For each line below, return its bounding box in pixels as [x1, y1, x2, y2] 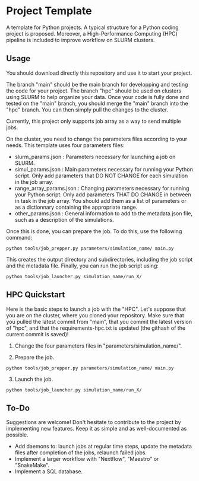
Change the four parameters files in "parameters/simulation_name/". [14, 342, 182, 349]
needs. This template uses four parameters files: [6, 141, 125, 149]
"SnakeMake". [14, 461, 50, 469]
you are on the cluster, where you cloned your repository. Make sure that [6, 311, 184, 318]
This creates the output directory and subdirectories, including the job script [6, 256, 193, 263]
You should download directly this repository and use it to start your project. [6, 69, 192, 77]
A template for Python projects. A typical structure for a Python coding [6, 24, 179, 31]
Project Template [6, 4, 92, 18]
